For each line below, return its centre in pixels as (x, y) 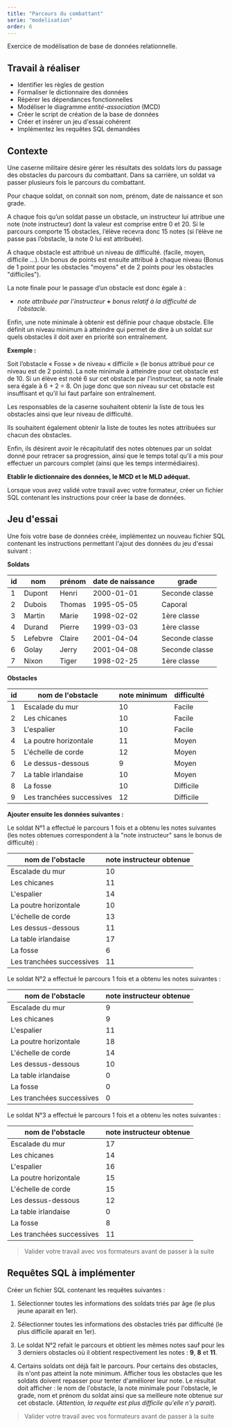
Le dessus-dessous (56, 763)
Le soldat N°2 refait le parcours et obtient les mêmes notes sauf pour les (121, 1345)
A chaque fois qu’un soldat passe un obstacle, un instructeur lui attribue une (116, 217)
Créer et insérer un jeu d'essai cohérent (74, 122)
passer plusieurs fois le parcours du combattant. (77, 182)
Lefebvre (38, 638)
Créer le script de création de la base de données (88, 115)
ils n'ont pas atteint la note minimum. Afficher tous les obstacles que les (120, 1373)
